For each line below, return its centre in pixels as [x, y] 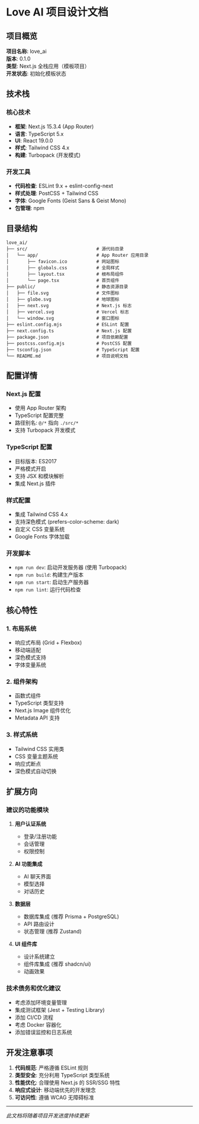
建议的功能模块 [28, 810]
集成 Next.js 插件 [35, 483]
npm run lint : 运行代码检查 [48, 590]
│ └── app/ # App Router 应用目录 [78, 255]
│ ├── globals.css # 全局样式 [63, 268]
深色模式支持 [30, 657]
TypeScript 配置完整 [39, 415]
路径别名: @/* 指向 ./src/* [46, 423]
